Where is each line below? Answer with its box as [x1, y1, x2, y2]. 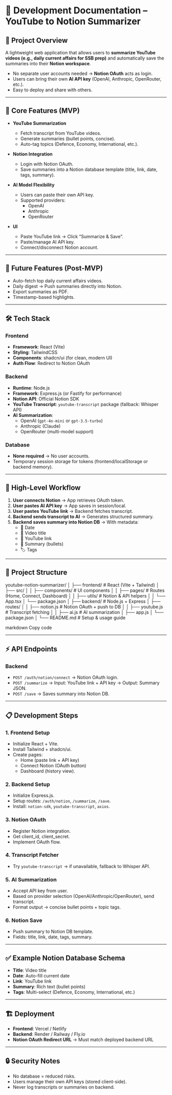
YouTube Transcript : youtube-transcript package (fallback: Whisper [12, 401, 159, 407]
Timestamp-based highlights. [12, 294, 75, 300]
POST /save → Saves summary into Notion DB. [12, 690, 110, 697]
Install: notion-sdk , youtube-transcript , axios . [12, 803, 110, 810]
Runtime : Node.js [12, 385, 50, 391]
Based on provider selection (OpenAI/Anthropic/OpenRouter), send [12, 893, 155, 899]
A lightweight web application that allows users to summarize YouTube [5, 50, 156, 55]
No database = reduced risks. [12, 1073, 76, 1079]
